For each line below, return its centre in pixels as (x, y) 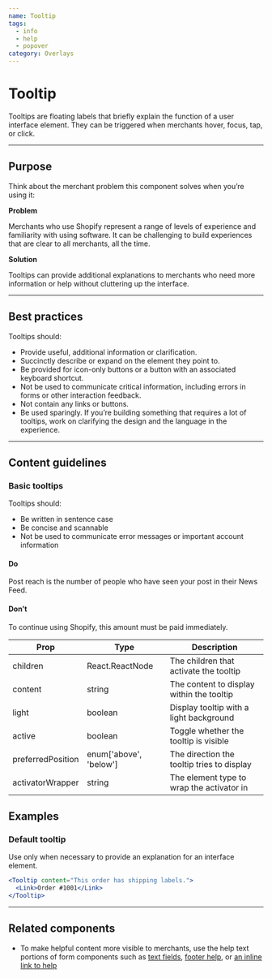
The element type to (208, 778)
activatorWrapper (46, 782)
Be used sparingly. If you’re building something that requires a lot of (133, 412)
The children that (202, 661)
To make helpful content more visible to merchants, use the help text (134, 948)
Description (215, 647)
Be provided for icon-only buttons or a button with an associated (128, 369)
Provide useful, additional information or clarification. (108, 352)
